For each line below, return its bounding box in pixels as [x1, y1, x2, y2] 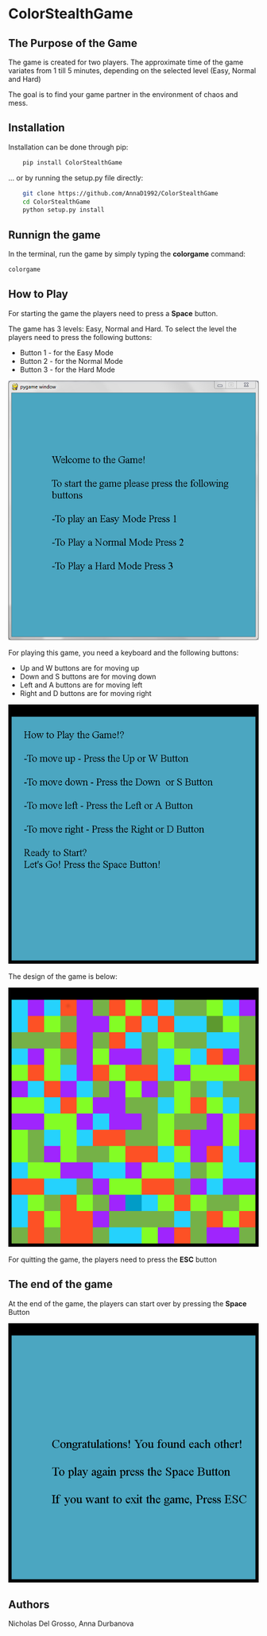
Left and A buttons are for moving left [19, 680, 143, 690]
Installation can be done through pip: [8, 142, 129, 152]
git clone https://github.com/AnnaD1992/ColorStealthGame [22, 189, 219, 197]
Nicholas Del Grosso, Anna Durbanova [8, 1619, 134, 1629]
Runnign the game [8, 228, 101, 242]
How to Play [8, 288, 69, 301]
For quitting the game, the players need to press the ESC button [8, 1255, 217, 1264]
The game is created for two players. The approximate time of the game [8, 57, 244, 67]
